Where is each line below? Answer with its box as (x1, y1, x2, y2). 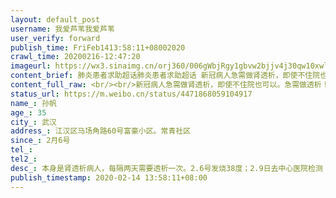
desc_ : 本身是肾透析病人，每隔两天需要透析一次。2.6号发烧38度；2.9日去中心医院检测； (10, 163, 331, 173)
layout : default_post (10, 14, 101, 25)
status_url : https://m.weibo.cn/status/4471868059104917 (10, 89, 253, 99)
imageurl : (10, 61, 52, 71)
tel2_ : (10, 154, 38, 164)
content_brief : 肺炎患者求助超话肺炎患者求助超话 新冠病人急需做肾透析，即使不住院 (10, 71, 321, 81)
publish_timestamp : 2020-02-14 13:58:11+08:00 (10, 172, 208, 183)
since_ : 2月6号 (10, 136, 71, 146)
